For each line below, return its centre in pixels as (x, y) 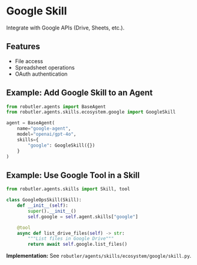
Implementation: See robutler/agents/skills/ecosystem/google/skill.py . (99, 256)
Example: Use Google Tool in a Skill (73, 175)
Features (23, 47)
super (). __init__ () (52, 211)
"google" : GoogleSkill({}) (62, 145)
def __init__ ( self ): (43, 206)
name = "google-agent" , (44, 129)
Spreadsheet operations (45, 67)
